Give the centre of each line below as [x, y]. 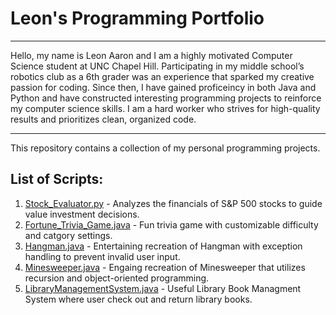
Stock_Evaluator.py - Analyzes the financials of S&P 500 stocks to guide [173, 203]
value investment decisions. [82, 214]
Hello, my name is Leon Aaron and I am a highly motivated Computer [151, 55]
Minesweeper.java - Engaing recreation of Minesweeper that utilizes [165, 267]
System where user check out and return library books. [138, 299]
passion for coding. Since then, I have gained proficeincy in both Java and [163, 87]
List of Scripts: [57, 179]
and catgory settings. [68, 235]
